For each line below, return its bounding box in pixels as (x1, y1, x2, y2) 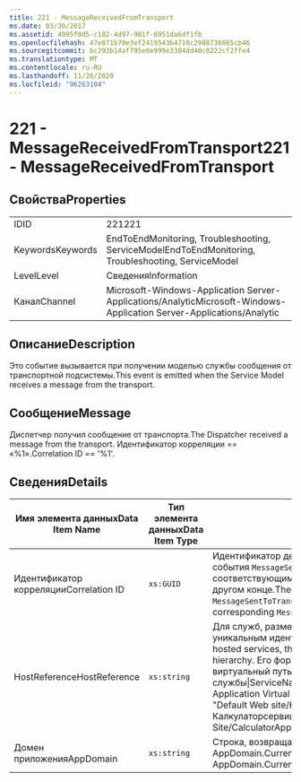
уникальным (211, 631, 267, 644)
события (211, 561, 250, 574)
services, (243, 643, 282, 656)
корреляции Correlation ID (13, 584, 125, 596)
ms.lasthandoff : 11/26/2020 (9, 72, 115, 81)
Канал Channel (13, 295, 76, 308)
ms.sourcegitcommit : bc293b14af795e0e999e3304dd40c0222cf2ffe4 (9, 47, 251, 56)
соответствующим (211, 572, 294, 585)
